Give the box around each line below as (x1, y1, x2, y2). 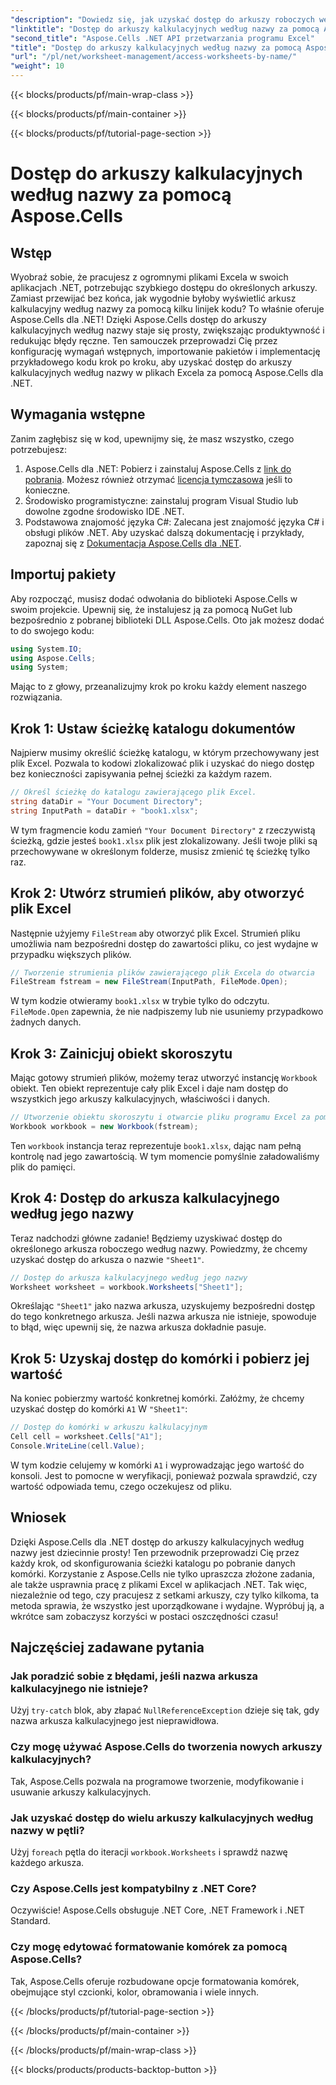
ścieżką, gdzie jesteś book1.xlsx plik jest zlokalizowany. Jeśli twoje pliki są (10, 834, 318, 846)
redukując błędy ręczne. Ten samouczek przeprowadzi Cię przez (10, 335, 278, 346)
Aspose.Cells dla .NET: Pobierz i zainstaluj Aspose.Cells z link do (24, 462, 292, 475)
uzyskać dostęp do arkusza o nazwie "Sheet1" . (10, 1253, 205, 1265)
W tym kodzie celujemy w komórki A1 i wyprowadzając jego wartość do (10, 1459, 305, 1471)
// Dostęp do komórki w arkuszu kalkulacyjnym (10, 1422, 208, 1433)
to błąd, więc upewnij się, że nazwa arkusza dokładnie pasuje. (10, 1321, 267, 1333)
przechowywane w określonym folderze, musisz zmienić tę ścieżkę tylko (10, 845, 311, 857)
